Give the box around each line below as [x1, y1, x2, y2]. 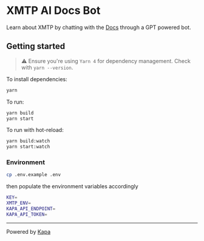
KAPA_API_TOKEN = [6, 211, 47, 217]
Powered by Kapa [6, 228, 51, 235]
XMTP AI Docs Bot [6, 4, 101, 18]
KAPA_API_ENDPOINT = [6, 206, 56, 212]
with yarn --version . [21, 64, 73, 71]
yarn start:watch [6, 144, 50, 150]
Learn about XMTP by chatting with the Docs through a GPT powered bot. [6, 24, 191, 31]
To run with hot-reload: [6, 127, 64, 134]
